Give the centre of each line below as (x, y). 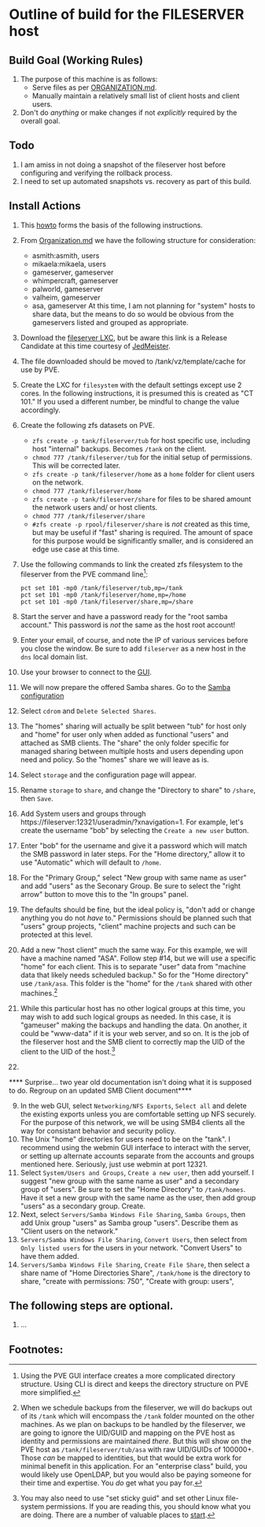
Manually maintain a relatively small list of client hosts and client (136, 96)
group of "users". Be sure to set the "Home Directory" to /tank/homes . (133, 1189)
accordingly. (40, 410)
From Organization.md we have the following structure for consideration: (138, 240)
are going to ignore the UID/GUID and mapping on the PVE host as (127, 1433)
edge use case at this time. (76, 549)
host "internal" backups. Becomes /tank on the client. (119, 448)
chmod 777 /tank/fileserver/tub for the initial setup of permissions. (142, 457)
